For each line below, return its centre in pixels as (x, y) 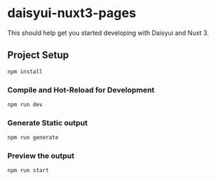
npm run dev (25, 105)
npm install (25, 72)
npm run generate (33, 138)
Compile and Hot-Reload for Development (81, 90)
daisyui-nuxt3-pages (72, 13)
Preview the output (41, 156)
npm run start (28, 171)
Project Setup (38, 55)
